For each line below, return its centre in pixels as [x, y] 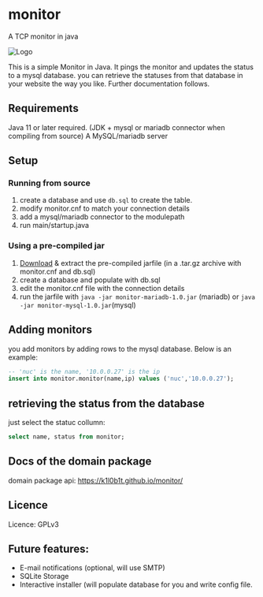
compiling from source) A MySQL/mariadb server [88, 136]
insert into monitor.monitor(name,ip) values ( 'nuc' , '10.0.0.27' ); [121, 379]
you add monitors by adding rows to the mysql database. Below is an [120, 349]
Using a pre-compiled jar [56, 246]
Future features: [48, 549]
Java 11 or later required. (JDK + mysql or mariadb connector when [117, 127]
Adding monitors [50, 330]
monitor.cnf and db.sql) [57, 271]
